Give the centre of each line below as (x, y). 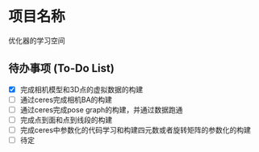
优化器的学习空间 (37, 40)
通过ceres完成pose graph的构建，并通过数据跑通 (101, 109)
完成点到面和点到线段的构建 (66, 120)
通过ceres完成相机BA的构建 (66, 99)
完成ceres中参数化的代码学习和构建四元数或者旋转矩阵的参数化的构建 (136, 130)
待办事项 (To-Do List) (61, 68)
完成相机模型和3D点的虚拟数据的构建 (81, 89)
